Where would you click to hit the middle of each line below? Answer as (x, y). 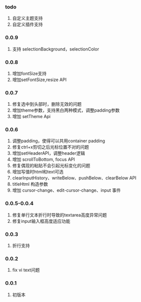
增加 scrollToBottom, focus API (44, 160)
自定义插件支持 (27, 24)
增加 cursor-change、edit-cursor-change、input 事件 (66, 190)
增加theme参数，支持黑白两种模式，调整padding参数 (66, 110)
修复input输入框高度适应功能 (41, 221)
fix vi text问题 (26, 270)
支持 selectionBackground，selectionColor (56, 49)
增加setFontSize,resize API (39, 80)
